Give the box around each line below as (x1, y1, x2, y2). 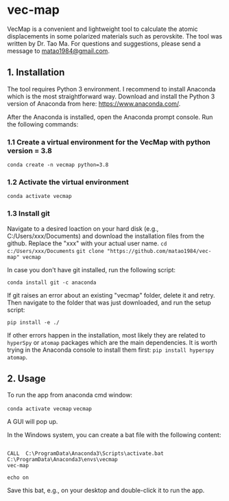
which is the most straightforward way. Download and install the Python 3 (7, 92, 215, 100)
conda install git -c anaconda (7, 279, 97, 286)
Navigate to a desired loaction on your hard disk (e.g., (7, 224, 159, 232)
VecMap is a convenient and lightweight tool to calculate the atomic (7, 25, 198, 33)
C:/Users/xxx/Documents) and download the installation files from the (7, 232, 204, 240)
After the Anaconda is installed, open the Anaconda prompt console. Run (7, 113, 213, 121)
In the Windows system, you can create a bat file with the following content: (7, 431, 221, 439)
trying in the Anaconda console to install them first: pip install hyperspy (7, 346, 215, 354)
